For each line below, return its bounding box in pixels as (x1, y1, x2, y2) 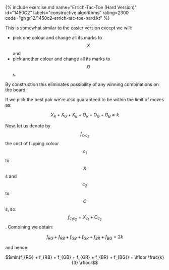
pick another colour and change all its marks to (12, 56, 110, 62)
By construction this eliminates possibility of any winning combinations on (5, 81, 159, 87)
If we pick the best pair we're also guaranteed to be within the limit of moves (5, 97, 164, 103)
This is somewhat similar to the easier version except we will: (5, 25, 132, 31)
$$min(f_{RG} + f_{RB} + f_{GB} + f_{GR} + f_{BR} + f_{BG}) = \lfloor (5, 254, 147, 260)
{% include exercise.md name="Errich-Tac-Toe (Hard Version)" (5, 5, 137, 10)
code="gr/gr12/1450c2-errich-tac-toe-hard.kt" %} (5, 15, 110, 21)
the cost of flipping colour (5, 140, 59, 146)
